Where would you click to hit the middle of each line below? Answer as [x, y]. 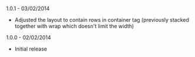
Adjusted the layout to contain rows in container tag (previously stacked [102, 20]
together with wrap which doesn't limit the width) [74, 26]
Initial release [31, 49]
